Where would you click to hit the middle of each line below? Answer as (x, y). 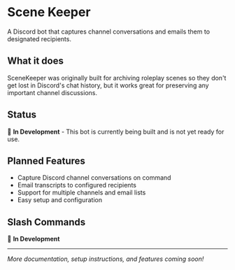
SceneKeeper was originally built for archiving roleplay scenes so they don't (117, 78)
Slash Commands (47, 222)
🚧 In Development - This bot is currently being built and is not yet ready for (116, 132)
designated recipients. (40, 38)
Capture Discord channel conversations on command (94, 178)
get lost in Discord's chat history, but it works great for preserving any (108, 85)
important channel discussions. (52, 92)
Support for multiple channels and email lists (81, 192)
